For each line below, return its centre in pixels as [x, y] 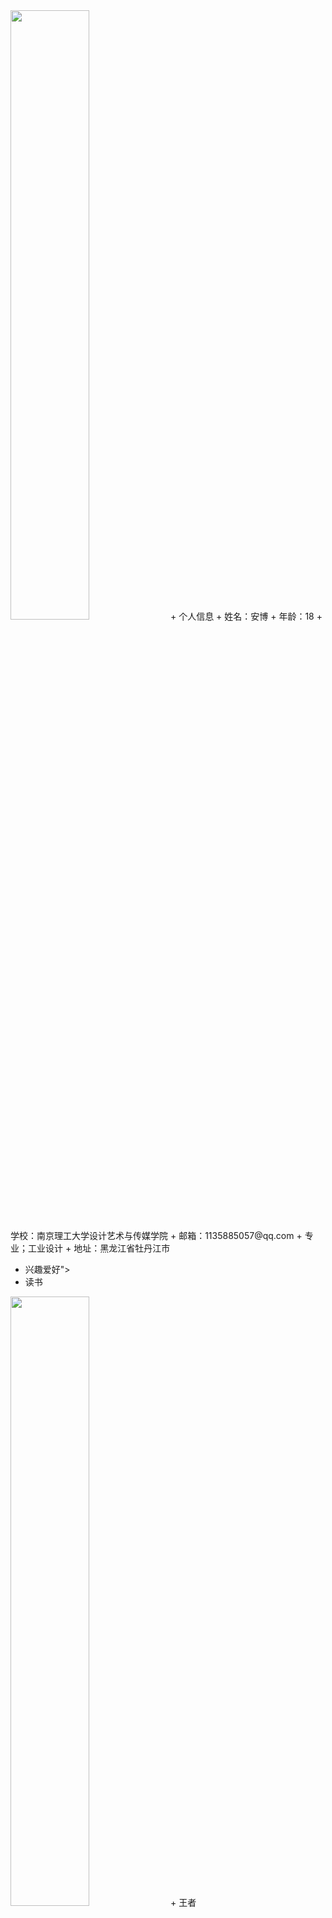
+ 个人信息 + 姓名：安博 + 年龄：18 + [246, 616]
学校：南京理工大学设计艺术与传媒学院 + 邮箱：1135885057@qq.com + [156, 1235]
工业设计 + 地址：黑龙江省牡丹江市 [99, 1248]
